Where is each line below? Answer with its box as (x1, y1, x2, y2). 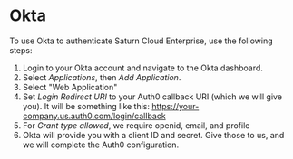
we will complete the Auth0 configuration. (22, 139, 180, 150)
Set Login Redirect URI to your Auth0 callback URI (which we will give (22, 91, 283, 102)
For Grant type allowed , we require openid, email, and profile (22, 119, 250, 131)
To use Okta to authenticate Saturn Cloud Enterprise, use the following (9, 35, 273, 46)
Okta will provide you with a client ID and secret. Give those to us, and (22, 129, 285, 140)
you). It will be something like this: (22, 100, 151, 111)
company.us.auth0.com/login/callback (22, 110, 166, 121)
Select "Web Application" (22, 81, 118, 92)
